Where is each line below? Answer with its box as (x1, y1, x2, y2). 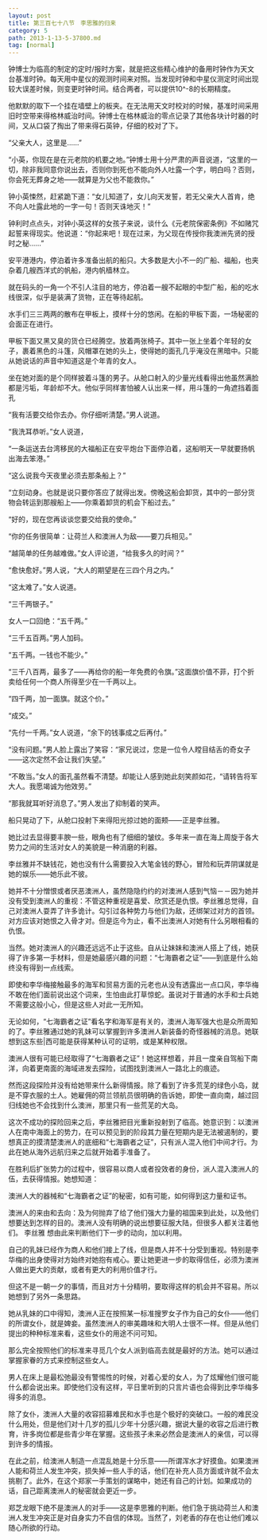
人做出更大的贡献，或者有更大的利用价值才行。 (8, 1265, 161, 1275)
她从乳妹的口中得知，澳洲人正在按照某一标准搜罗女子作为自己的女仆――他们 (8, 1309, 259, 1318)
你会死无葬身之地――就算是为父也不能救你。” (8, 175, 155, 184)
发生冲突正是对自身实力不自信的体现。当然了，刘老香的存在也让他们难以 (21, 1513, 259, 1522)
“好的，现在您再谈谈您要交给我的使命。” (8, 515, 137, 524)
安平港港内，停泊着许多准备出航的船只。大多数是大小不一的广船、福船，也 (8, 256, 252, 265)
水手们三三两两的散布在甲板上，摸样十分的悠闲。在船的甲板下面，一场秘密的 (8, 309, 259, 319)
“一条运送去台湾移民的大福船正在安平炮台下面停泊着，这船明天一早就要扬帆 (8, 444, 256, 454)
